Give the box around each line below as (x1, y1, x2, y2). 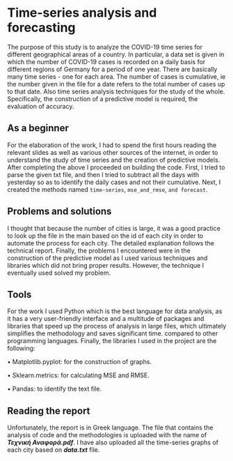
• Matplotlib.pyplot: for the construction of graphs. (7, 358, 152, 366)
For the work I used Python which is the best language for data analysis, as (7, 307, 223, 315)
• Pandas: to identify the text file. (7, 385, 102, 393)
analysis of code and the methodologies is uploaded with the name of (7, 431, 207, 439)
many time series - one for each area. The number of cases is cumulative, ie (7, 72, 226, 81)
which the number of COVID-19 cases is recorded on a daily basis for (7, 57, 206, 66)
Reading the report (7, 405, 90, 416)
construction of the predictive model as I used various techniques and (7, 253, 208, 262)
